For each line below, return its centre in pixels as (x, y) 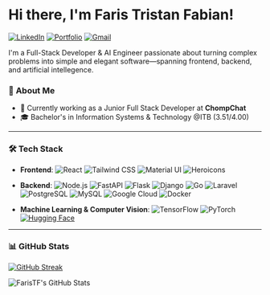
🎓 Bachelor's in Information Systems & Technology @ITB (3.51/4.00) (134, 117)
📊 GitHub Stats (39, 247)
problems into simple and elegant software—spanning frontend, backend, (130, 61)
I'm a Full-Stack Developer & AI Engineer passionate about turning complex (133, 52)
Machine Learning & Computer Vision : (85, 209)
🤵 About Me (32, 90)
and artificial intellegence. (51, 69)
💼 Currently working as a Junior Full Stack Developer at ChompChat (133, 108)
